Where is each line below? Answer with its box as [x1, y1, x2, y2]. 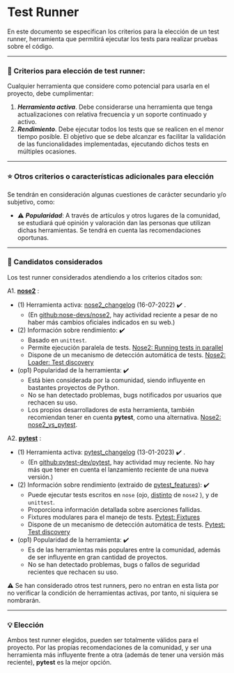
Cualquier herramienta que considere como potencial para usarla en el [7, 82, 210, 91]
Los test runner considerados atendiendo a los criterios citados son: [7, 273, 203, 281]
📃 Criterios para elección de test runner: [7, 66, 146, 75]
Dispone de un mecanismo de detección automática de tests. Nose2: [27, 350, 226, 359]
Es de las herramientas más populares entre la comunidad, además [27, 545, 221, 554]
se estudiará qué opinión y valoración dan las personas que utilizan [17, 218, 211, 227]
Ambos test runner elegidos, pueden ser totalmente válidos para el [7, 636, 198, 644]
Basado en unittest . [27, 335, 87, 344]
